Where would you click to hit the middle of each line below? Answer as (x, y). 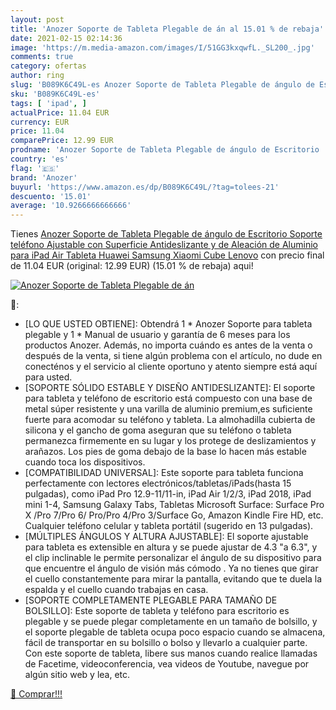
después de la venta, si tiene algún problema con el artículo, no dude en (173, 356)
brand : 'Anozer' (44, 177)
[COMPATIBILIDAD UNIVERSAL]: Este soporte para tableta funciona (164, 473)
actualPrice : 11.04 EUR (60, 112)
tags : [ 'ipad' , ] (48, 103)
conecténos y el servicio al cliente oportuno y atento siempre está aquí (171, 367)
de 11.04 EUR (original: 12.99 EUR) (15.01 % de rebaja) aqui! (132, 266)
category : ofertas (48, 66)
